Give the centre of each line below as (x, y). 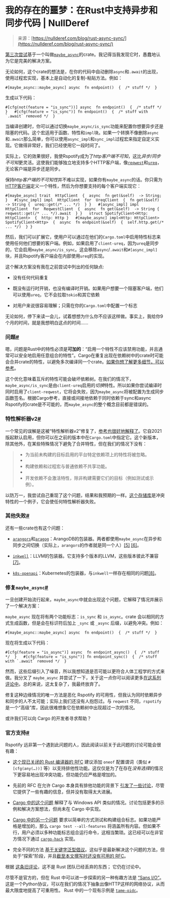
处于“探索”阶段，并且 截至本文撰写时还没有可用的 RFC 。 (71, 856)
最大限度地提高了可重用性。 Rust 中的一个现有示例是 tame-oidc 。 (73, 890)
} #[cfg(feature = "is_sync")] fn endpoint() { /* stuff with (77, 112)
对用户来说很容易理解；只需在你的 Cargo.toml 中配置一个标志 (75, 305)
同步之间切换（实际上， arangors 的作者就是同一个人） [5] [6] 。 (77, 545)
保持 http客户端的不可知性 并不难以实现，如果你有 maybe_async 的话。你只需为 (84, 179)
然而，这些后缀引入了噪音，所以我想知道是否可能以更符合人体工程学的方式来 (85, 671)
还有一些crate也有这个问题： (35, 528)
